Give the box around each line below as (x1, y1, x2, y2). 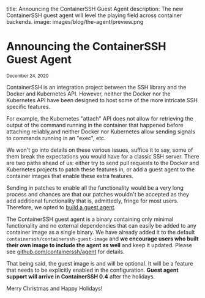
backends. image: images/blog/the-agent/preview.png (6, 18, 144, 25)
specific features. (6, 103, 51, 110)
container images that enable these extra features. (6, 172, 133, 179)
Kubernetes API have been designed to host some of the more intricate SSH (6, 96, 198, 103)
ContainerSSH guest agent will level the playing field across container (6, 12, 182, 19)
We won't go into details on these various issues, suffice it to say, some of (6, 146, 193, 154)
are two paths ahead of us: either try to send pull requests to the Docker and (6, 159, 199, 166)
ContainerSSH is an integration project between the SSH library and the (6, 83, 187, 91)
